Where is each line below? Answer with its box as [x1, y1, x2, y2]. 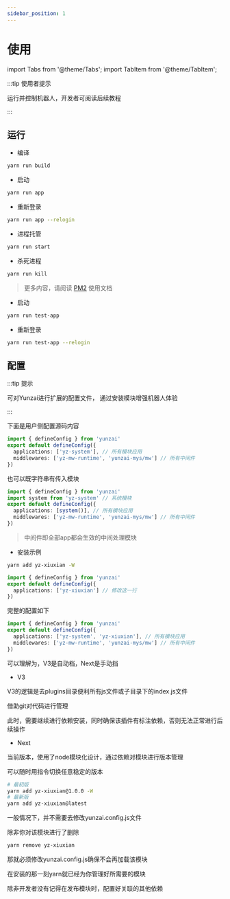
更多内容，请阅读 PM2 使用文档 [23, 283, 113, 292]
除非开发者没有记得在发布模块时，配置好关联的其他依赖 [7, 885, 163, 893]
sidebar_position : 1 [7, 10, 66, 17]
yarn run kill [7, 270, 48, 277]
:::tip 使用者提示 [7, 79, 51, 87]
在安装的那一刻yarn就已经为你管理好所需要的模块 [7, 870, 146, 878]
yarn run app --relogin [7, 217, 75, 223]
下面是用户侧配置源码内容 [7, 422, 79, 430]
